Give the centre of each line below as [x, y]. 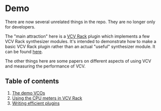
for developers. [20, 27]
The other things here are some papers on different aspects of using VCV [78, 61]
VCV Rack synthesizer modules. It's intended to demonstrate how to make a [81, 41]
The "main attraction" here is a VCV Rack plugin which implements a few [77, 36]
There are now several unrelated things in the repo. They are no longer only [80, 22]
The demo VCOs [29, 93]
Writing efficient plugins [36, 103]
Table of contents [32, 81]
